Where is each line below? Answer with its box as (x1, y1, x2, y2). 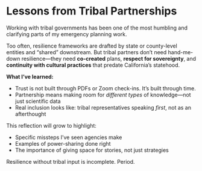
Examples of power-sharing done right (14, 140, 111, 147)
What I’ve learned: (6, 73, 54, 80)
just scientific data (14, 98, 62, 105)
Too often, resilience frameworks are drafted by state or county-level (6, 42, 178, 49)
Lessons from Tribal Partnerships (6, 4, 177, 18)
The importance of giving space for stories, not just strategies (14, 146, 169, 154)
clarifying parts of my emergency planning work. (6, 30, 128, 37)
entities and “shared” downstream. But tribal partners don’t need (6, 48, 167, 55)
